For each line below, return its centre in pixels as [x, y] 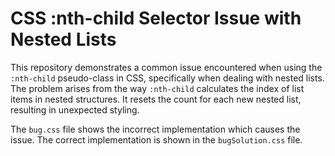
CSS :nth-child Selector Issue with [156, 18]
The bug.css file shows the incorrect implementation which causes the [155, 129]
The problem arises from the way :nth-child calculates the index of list [157, 88]
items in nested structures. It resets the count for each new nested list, [156, 99]
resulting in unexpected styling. [75, 109]
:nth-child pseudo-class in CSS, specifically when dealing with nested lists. [167, 78]
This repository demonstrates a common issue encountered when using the [166, 67]
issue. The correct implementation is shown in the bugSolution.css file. [156, 139]
